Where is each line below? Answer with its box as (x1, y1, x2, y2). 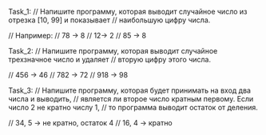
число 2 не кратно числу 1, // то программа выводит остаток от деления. (8, 103, 258, 112)
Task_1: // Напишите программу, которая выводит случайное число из (8, 7, 248, 16)
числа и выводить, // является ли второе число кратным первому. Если (8, 94, 254, 103)
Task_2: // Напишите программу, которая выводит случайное (8, 46, 218, 55)
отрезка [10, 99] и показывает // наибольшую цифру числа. (8, 15, 211, 25)
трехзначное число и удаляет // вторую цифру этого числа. (8, 55, 212, 64)
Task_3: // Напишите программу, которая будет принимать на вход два (8, 85, 252, 95)
